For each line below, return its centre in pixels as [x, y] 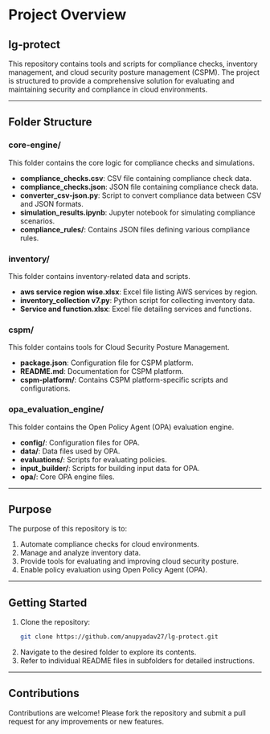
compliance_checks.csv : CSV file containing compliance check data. [135, 178]
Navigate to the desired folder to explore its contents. [108, 652]
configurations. [45, 388]
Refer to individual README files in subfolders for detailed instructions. [137, 661]
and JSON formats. [52, 203]
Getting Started [48, 603]
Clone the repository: [55, 622]
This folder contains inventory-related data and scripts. [99, 276]
